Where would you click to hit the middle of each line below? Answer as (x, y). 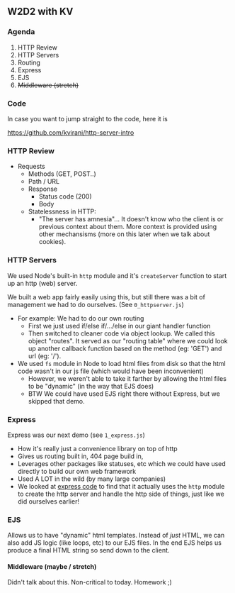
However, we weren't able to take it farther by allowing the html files (127, 378)
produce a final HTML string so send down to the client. (88, 550)
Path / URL (44, 182)
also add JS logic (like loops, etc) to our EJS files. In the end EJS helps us (114, 543)
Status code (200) (65, 196)
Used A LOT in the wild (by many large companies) (92, 479)
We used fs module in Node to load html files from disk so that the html (121, 363)
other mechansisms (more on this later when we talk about (124, 234)
